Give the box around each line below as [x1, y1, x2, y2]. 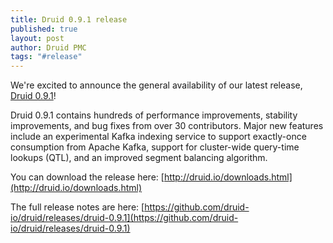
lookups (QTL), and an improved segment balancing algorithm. [10, 152, 268, 164]
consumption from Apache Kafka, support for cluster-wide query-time [10, 141, 300, 153]
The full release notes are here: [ [10, 201, 145, 213]
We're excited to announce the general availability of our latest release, [10, 79, 303, 91]
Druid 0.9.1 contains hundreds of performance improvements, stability [10, 109, 298, 121]
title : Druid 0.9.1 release [10, 14, 128, 25]
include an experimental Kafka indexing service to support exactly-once [10, 131, 307, 143]
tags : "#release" [10, 52, 83, 62]
